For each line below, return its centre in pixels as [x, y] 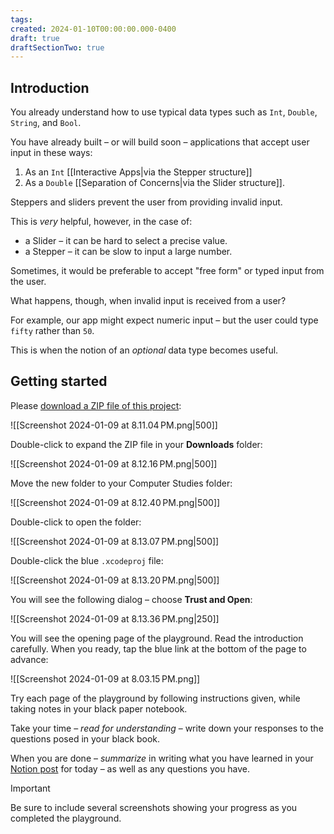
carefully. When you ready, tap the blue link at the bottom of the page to [158, 648]
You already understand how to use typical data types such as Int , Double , [164, 112]
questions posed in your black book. [85, 738]
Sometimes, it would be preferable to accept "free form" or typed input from [167, 271]
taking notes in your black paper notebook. [99, 708]
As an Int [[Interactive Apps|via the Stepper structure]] [138, 172]
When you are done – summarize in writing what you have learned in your [162, 758]
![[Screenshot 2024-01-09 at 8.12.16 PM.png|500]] [114, 463]
